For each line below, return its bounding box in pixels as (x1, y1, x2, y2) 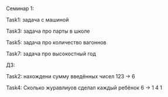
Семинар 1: (6, 5, 34, 12)
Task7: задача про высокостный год (6, 50, 97, 57)
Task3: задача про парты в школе (6, 27, 90, 34)
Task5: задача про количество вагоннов (6, 39, 107, 46)
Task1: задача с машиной (6, 16, 69, 23)
